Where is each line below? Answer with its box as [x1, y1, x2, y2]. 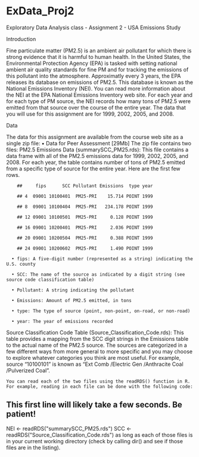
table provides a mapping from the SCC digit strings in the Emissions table [6, 335, 189, 342]
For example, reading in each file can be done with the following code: [6, 383, 194, 390]
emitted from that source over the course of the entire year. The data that [6, 104, 186, 111]
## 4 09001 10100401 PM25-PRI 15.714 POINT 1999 [17, 193, 153, 199]
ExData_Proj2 [6, 4, 74, 18]
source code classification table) [6, 276, 95, 282]
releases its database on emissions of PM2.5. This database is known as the [6, 79, 194, 86]
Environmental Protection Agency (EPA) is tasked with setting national [6, 60, 178, 67]
